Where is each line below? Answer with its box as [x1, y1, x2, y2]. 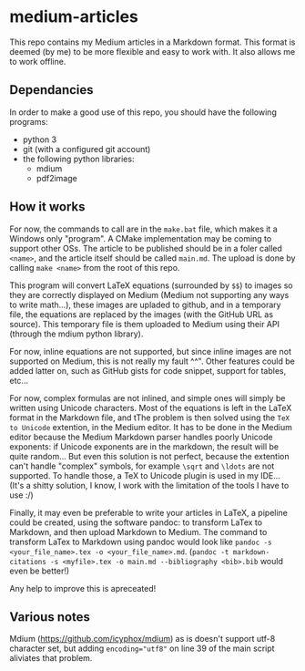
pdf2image [36, 172, 77, 183]
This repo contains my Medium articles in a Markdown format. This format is [9, 36, 296, 47]
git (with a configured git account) [22, 143, 151, 154]
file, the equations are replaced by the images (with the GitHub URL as [9, 308, 274, 320]
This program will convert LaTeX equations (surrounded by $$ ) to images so [9, 280, 293, 291]
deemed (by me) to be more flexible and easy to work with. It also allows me [9, 46, 296, 57]
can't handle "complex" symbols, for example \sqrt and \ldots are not [9, 460, 275, 471]
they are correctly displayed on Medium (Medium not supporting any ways [9, 289, 290, 300]
